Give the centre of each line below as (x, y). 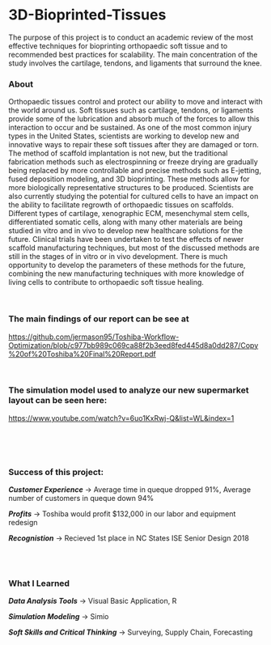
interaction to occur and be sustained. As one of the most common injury (130, 128)
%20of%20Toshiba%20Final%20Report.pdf (82, 354)
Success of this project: (56, 472)
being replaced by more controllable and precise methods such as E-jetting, (135, 171)
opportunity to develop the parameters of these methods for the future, (127, 265)
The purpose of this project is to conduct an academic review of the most (131, 37)
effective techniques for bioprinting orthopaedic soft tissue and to (118, 45)
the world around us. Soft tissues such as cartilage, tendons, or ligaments (131, 110)
